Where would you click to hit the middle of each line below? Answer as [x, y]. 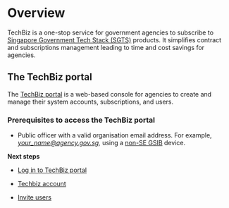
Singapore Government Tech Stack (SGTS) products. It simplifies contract [114, 39]
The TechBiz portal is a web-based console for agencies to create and [110, 94]
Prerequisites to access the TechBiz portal [81, 120]
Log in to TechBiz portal [52, 170]
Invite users [34, 197]
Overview [36, 13]
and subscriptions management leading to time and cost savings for [106, 47]
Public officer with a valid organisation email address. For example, [115, 135]
